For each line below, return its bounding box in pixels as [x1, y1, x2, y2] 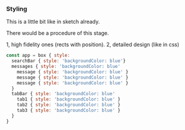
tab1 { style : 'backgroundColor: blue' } [17, 96, 120, 102]
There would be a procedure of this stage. [6, 30, 109, 37]
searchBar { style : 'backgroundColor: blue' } [11, 58, 126, 64]
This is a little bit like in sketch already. [6, 18, 100, 25]
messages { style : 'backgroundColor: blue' [11, 64, 120, 70]
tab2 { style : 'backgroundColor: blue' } [17, 102, 120, 108]
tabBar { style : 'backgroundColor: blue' [11, 91, 116, 97]
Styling [6, 5, 28, 13]
